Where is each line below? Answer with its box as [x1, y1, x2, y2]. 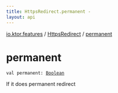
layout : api [6, 14, 35, 20]
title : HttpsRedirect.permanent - [6, 8, 91, 15]
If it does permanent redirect [6, 81, 76, 88]
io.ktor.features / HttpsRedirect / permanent [6, 30, 113, 37]
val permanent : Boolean [6, 70, 65, 77]
